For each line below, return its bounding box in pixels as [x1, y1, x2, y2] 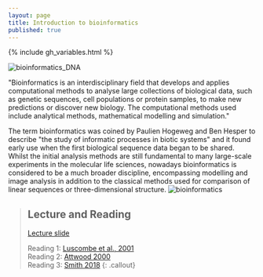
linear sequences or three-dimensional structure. [8, 185, 166, 195]
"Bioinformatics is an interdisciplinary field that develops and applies [8, 78, 230, 87]
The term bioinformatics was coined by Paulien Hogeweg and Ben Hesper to [8, 126, 256, 136]
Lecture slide [27, 228, 70, 238]
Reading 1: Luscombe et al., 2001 [27, 244, 134, 253]
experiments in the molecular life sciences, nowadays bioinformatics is [8, 160, 237, 169]
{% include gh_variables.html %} [8, 48, 114, 57]
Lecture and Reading [27, 207, 132, 221]
